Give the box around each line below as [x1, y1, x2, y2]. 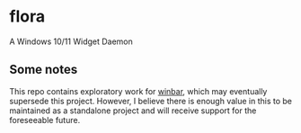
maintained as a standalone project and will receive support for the [9, 105, 257, 116]
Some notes [9, 62, 78, 77]
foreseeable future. [9, 114, 81, 125]
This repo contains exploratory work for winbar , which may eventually [9, 85, 268, 96]
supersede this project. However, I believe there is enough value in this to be [9, 95, 293, 106]
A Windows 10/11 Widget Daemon [9, 36, 133, 47]
